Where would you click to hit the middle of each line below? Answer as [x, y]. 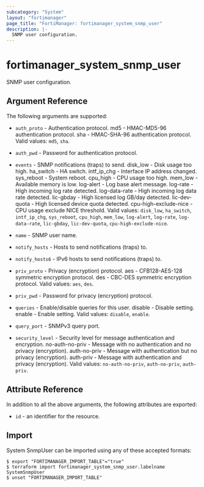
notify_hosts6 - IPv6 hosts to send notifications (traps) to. [89, 259]
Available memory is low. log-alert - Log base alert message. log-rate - [104, 184]
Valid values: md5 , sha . [42, 141]
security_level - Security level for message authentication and [95, 338]
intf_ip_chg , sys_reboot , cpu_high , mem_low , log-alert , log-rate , [96, 217]
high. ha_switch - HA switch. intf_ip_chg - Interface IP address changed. [106, 171]
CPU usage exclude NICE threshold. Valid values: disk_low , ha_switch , [103, 210]
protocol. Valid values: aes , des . [54, 284]
